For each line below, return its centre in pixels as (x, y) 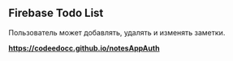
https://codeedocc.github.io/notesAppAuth (84, 48)
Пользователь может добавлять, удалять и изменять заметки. (117, 32)
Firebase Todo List (56, 13)
